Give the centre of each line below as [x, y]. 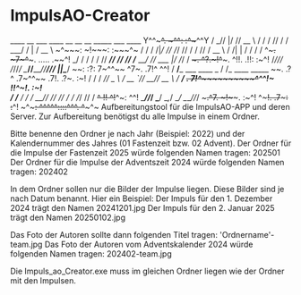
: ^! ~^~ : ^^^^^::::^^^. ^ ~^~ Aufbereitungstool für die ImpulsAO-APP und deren [150, 106]
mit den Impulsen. [43, 280]
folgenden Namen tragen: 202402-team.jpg [91, 253]
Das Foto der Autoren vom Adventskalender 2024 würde [149, 244]
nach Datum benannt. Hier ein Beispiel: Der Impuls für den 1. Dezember [142, 198]
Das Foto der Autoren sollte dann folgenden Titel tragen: [114, 234]
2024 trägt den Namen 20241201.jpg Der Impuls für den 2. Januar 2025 [143, 207]
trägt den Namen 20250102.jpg [68, 217]
